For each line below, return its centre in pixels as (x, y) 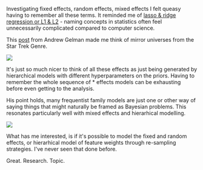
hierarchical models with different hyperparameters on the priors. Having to (101, 76)
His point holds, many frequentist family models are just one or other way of (101, 100)
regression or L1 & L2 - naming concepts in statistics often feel (84, 21)
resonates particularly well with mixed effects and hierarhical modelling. (96, 113)
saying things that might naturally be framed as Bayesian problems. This (96, 106)
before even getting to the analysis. (51, 88)
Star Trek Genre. (27, 46)
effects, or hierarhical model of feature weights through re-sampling (91, 142)
